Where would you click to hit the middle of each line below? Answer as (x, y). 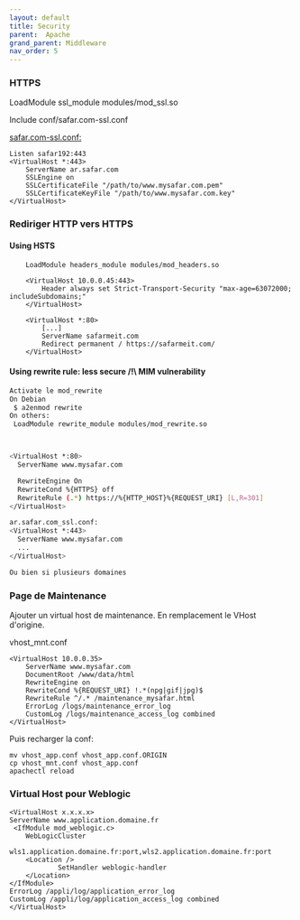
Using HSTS (32, 246)
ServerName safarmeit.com (91, 336)
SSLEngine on (50, 178)
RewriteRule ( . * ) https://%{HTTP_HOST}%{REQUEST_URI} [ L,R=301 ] (141, 497)
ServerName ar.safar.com (72, 170)
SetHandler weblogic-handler (112, 868)
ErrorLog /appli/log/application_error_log (92, 892)
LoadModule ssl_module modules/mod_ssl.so (94, 102)
